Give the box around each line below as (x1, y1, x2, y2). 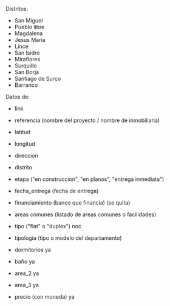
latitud (14, 129, 31, 135)
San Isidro (14, 49, 40, 56)
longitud (14, 140, 36, 148)
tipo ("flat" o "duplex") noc (14, 223, 81, 229)
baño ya (14, 258, 35, 265)
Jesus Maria (14, 36, 46, 43)
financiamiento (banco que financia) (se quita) (14, 199, 131, 206)
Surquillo (14, 62, 37, 69)
